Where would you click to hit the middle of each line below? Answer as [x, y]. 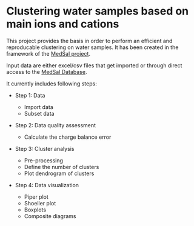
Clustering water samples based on [98, 11]
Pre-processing [44, 160]
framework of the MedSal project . [48, 53]
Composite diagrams [50, 216]
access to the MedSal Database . [47, 71]
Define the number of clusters [62, 167]
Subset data [39, 113]
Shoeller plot [40, 203]
